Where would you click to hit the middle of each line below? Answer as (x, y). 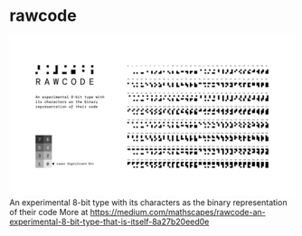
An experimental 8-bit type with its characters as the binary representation (148, 203)
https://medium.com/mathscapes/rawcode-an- (178, 212)
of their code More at (49, 212)
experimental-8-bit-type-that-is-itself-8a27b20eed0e (109, 222)
